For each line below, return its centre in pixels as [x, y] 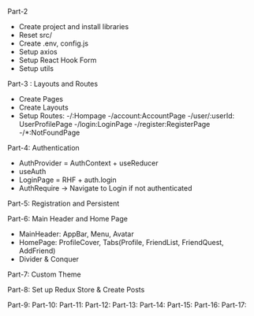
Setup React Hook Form [58, 60]
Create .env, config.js [53, 43]
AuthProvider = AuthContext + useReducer [88, 163]
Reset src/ [35, 35]
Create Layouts [43, 107]
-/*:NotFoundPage [49, 132]
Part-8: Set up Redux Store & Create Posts [76, 290]
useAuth [32, 171]
